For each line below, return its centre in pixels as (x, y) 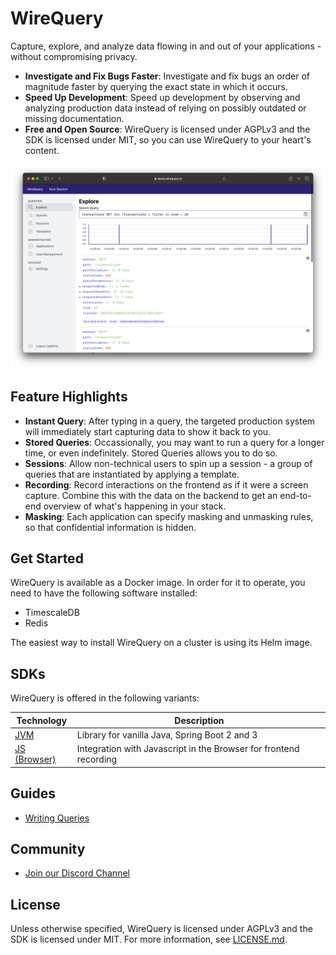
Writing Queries (57, 818)
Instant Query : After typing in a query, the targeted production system (170, 421)
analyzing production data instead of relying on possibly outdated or (165, 108)
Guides (33, 793)
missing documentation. (74, 118)
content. (42, 150)
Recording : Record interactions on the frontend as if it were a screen (166, 484)
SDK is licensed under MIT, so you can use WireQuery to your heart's (168, 139)
